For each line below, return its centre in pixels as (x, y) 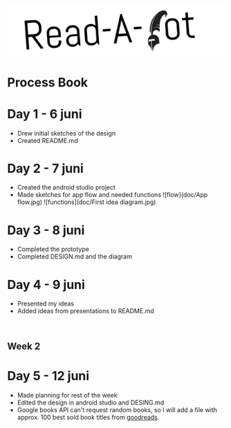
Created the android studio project (66, 187)
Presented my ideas (46, 304)
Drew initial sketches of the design (66, 133)
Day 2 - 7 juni (46, 168)
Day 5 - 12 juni (48, 376)
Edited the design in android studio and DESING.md (91, 402)
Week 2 (24, 346)
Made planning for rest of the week (67, 395)
